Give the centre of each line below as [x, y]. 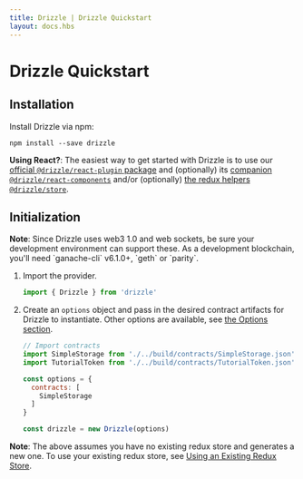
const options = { [57, 379]
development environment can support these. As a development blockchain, [152, 249]
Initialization [45, 217]
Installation [42, 105]
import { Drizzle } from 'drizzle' [90, 293]
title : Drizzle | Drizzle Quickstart [81, 18]
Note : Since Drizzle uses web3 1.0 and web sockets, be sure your [132, 239]
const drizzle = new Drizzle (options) [96, 429]
